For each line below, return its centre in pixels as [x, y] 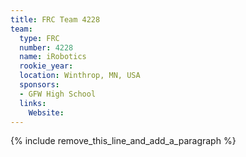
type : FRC [39, 38]
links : [33, 103]
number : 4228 [46, 47]
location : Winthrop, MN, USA [80, 76]
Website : [46, 112]
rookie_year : [46, 66]
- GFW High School [58, 94]
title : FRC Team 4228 [55, 19]
